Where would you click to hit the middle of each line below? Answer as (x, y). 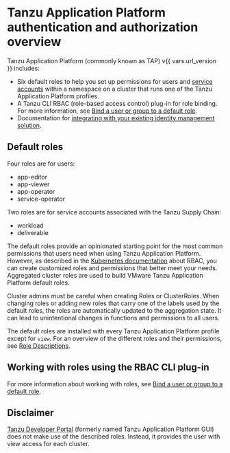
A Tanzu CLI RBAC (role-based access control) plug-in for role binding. (117, 103)
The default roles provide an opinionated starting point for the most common (115, 246)
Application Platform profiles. (58, 96)
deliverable (33, 232)
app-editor (32, 177)
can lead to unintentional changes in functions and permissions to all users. (114, 318)
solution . (29, 125)
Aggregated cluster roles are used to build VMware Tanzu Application (105, 275)
